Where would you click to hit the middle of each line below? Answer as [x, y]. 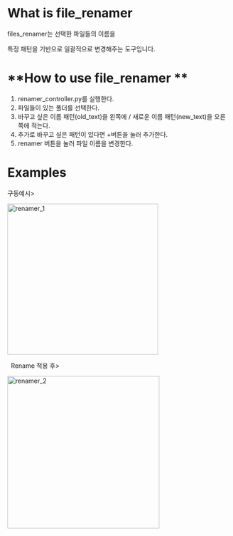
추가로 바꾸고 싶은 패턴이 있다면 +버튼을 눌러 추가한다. [93, 134]
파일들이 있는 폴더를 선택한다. [59, 108]
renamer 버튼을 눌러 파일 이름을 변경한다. [75, 143]
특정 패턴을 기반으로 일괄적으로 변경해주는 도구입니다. [81, 48]
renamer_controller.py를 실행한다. [66, 98]
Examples [37, 173]
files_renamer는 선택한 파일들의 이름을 [61, 33]
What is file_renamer [70, 13]
